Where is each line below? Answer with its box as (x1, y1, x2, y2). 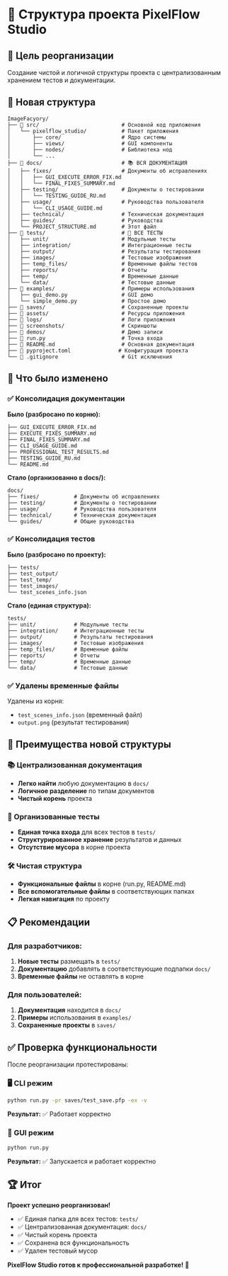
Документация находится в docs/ (17, 1006, 122, 1015)
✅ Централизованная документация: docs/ (17, 1223, 147, 1231)
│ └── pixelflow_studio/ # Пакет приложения (7, 127, 179, 135)
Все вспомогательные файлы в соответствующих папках (17, 887, 195, 896)
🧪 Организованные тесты (7, 811, 101, 821)
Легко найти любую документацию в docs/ (17, 779, 149, 787)
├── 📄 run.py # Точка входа (7, 334, 163, 342)
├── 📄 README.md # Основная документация (7, 341, 195, 348)
